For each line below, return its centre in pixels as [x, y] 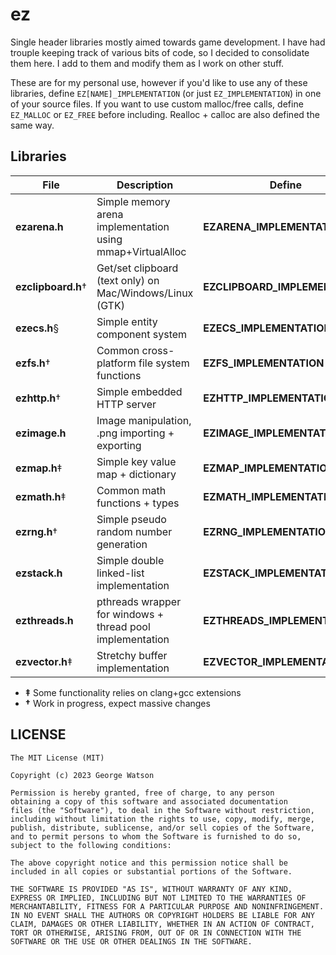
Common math [131, 490]
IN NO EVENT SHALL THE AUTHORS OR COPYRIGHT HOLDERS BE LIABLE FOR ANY [162, 915]
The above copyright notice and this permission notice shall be [149, 863]
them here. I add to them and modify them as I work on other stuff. [147, 63]
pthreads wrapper [139, 601]
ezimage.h [41, 433]
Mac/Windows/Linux [145, 293]
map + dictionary [136, 474]
